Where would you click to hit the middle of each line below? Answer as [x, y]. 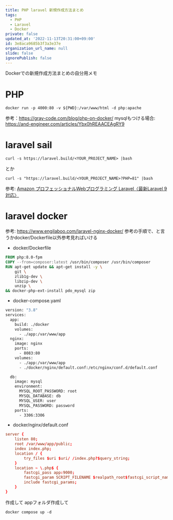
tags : [11, 15]
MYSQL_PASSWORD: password [47, 405]
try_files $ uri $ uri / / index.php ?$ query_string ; [77, 458]
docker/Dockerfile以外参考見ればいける [56, 238]
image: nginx [29, 344]
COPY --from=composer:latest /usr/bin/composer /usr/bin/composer [78, 262]
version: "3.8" [22, 310]
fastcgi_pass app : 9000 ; [49, 473]
